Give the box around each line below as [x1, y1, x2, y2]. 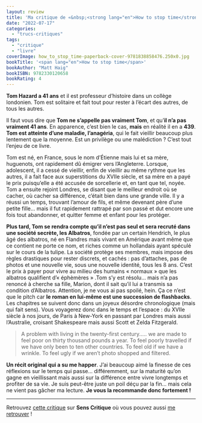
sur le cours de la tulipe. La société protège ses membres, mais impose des [6, 249, 194, 256]
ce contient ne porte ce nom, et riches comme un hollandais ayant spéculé [6, 242, 191, 249]
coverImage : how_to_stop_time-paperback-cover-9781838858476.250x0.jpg [6, 53, 189, 59]
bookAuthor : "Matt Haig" [6, 64, 69, 71]
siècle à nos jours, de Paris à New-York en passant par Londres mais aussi [6, 312, 191, 320]
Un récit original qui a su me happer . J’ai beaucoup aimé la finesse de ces [6, 361, 191, 368]
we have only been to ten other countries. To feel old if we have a [20, 343, 183, 350]
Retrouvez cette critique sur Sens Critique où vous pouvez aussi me [6, 404, 176, 412]
